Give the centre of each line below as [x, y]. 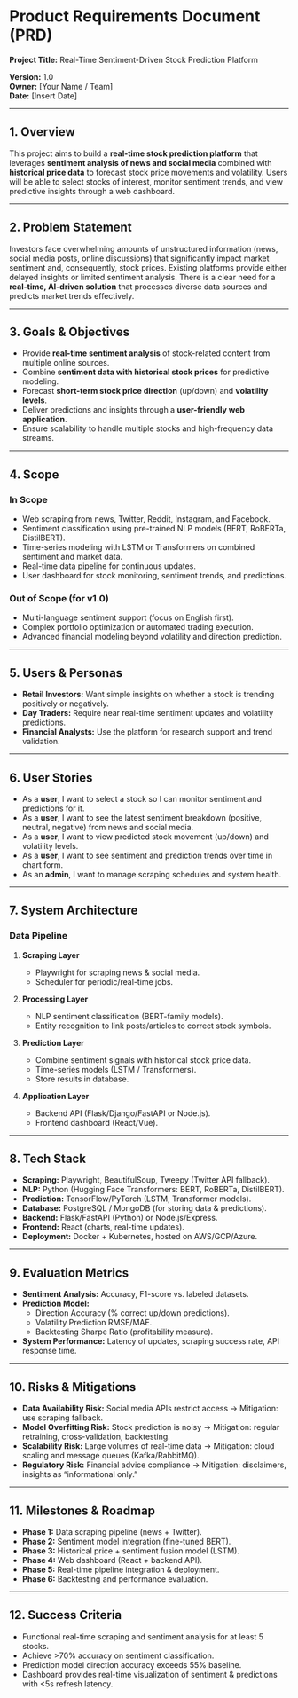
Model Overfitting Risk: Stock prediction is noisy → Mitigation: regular [151, 1427]
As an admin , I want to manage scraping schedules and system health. [152, 874]
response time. [49, 1351]
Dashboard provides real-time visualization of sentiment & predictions [149, 1674]
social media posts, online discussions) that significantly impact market [139, 258]
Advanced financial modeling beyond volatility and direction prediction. [152, 637]
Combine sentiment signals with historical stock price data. [143, 1060]
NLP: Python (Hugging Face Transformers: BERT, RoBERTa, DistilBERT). [153, 1190]
